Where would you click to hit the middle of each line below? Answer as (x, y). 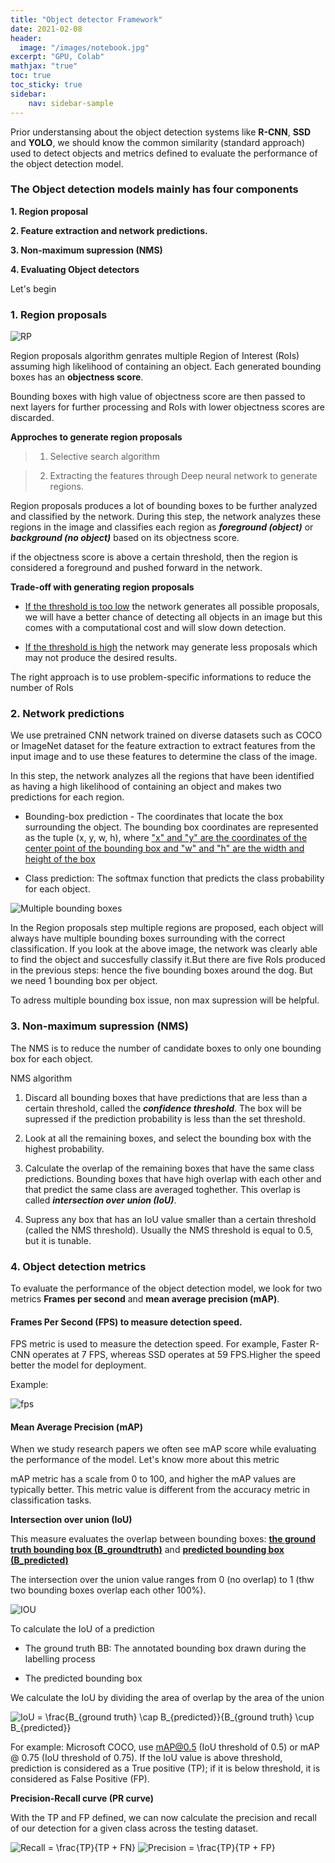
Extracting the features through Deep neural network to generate (183, 476)
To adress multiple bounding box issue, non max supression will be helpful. (165, 1000)
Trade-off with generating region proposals (102, 587)
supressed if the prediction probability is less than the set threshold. (165, 1118)
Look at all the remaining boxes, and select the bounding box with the (168, 1138)
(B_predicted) (39, 1560)
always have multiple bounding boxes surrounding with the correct (148, 938)
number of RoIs (42, 688)
